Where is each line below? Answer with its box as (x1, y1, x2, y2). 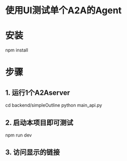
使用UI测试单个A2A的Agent (5, 5, 122, 16)
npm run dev (5, 132, 32, 138)
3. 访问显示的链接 (5, 148, 60, 157)
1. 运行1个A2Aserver (5, 88, 70, 97)
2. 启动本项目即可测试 (5, 118, 74, 127)
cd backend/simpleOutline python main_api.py (5, 102, 103, 109)
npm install (5, 47, 28, 53)
